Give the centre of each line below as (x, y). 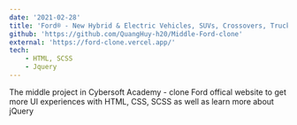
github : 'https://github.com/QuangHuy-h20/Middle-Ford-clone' (126, 34)
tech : (19, 51)
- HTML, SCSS (49, 59)
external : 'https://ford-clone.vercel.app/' (92, 42)
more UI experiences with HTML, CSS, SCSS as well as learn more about (141, 101)
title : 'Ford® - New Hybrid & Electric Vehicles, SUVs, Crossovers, (138, 26)
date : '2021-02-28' (45, 17)
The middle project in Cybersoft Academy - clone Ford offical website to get (148, 92)
